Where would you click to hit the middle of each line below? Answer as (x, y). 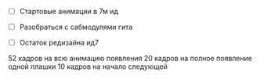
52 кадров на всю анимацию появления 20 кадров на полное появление (130, 59)
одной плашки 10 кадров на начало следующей (88, 66)
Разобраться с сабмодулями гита (76, 27)
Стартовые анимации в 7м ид (69, 11)
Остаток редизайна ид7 (59, 43)
